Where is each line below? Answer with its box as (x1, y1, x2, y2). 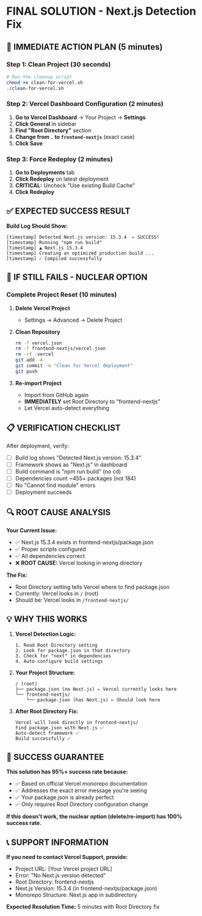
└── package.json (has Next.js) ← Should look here (26, 696, 161, 703)
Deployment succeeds (15, 488, 72, 496)
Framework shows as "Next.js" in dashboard (15, 461, 128, 468)
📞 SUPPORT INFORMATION (6, 837, 109, 847)
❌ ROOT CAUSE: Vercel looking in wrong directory (15, 559, 143, 567)
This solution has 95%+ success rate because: (6, 768, 128, 775)
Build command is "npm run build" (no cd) (15, 467, 121, 475)
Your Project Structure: (15, 669, 75, 676)
